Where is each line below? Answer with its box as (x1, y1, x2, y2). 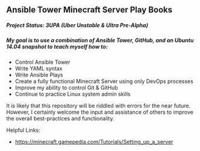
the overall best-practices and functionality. (6, 114, 114, 122)
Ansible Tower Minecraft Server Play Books (6, 5, 173, 15)
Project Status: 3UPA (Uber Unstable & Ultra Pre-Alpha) (6, 21, 149, 29)
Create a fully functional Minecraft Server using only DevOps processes (14, 78, 194, 85)
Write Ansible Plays (14, 71, 63, 78)
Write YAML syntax (14, 64, 63, 72)
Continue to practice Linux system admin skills (14, 90, 131, 97)
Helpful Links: (6, 126, 41, 134)
